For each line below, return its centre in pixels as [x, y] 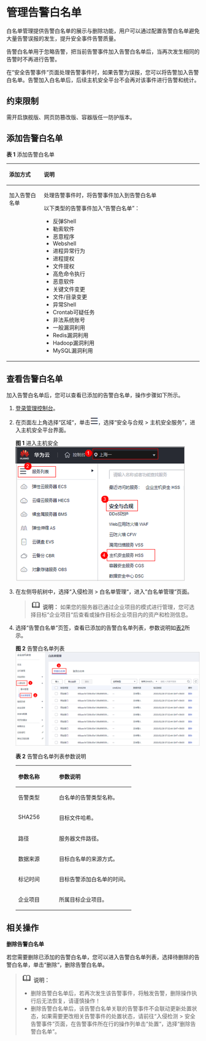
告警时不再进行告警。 [33, 59]
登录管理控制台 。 [37, 408]
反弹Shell [65, 221]
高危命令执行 [69, 274]
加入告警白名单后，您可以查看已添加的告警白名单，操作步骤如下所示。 [95, 395]
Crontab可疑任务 [74, 312]
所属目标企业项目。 [83, 900]
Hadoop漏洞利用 [74, 343]
